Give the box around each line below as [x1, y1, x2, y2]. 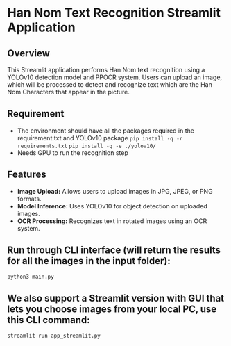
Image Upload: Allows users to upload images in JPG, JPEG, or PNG [17, 187, 213, 195]
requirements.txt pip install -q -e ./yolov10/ [17, 142, 156, 149]
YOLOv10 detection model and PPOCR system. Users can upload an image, [7, 73, 223, 81]
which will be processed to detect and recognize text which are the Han [7, 81, 213, 88]
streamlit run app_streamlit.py [7, 332, 101, 340]
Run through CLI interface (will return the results [7, 245, 221, 256]
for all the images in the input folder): [7, 255, 171, 267]
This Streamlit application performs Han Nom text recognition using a [7, 66, 205, 74]
